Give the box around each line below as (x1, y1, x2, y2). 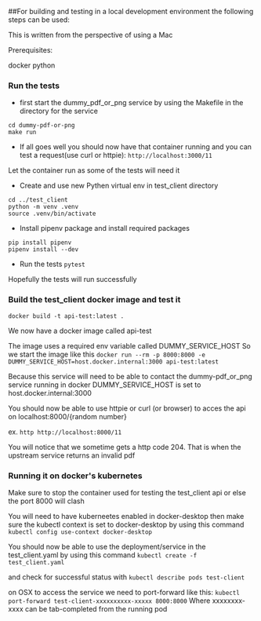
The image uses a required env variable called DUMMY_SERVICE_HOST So (8, 341, 251, 350)
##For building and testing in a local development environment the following (8, 7, 254, 16)
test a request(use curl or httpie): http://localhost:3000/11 (19, 151, 213, 160)
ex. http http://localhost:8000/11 (8, 427, 122, 437)
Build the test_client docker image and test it (8, 294, 181, 305)
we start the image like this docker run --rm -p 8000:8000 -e (8, 349, 206, 359)
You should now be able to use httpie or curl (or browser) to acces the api (8, 404, 246, 413)
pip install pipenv (8, 239, 72, 247)
